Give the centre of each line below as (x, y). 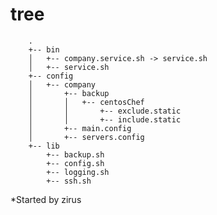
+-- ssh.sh (69, 181)
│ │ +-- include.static (105, 119)
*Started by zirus (46, 199)
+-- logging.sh (78, 172)
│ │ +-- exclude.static (105, 111)
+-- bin (44, 49)
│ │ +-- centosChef (86, 102)
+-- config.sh (75, 163)
